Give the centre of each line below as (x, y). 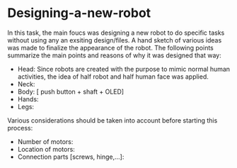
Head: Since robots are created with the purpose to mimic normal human (124, 69)
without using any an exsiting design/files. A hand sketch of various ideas (115, 40)
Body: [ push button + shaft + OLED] (71, 91)
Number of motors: (45, 141)
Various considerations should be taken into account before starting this (112, 120)
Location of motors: (46, 149)
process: (20, 128)
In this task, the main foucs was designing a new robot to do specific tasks (116, 33)
